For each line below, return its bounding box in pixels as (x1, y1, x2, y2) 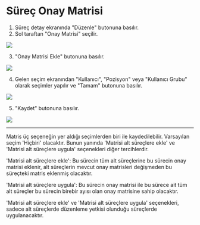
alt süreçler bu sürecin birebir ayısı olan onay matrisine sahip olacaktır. (6, 187, 179, 195)
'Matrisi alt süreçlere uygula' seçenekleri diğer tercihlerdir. (6, 145, 149, 152)
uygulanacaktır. (6, 211, 44, 218)
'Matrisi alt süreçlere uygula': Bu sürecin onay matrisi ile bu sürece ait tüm (6, 181, 187, 188)
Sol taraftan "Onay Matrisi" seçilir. (14, 30, 98, 37)
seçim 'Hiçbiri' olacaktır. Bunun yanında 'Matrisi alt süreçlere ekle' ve (6, 139, 176, 146)
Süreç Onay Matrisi (6, 4, 103, 18)
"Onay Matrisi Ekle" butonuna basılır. (14, 52, 105, 60)
